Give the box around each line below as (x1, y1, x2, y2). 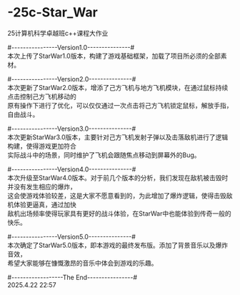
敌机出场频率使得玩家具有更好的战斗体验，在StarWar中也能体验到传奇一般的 (7, 209, 231, 218)
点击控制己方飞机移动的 (7, 92, 76, 101)
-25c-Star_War (7, 4, 98, 21)
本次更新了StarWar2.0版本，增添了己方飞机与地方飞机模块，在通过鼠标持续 (7, 83, 229, 91)
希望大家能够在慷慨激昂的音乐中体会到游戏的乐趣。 (7, 259, 158, 267)
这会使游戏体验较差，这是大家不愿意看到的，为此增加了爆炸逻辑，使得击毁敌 (7, 191, 233, 200)
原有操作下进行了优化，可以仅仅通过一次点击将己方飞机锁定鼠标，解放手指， (7, 101, 233, 109)
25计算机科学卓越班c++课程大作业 (7, 29, 109, 37)
